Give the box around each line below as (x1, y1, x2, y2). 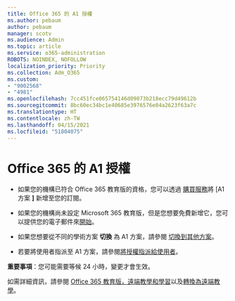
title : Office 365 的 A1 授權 (7, 10, 93, 18)
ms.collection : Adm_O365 (7, 69, 80, 76)
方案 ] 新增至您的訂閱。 (17, 194, 86, 203)
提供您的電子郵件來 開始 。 (23, 217, 99, 226)
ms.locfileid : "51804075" (7, 128, 83, 135)
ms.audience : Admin (7, 37, 65, 44)
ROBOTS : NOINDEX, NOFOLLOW (7, 56, 87, 63)
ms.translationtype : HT (7, 108, 77, 115)
